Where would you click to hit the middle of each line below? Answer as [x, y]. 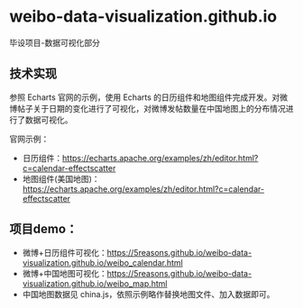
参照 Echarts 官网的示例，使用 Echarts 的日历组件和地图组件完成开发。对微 [149, 97]
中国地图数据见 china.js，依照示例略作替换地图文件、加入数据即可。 [148, 294]
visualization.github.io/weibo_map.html [95, 283]
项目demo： [44, 229]
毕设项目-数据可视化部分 [55, 42]
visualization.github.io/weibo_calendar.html [102, 262]
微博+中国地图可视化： [65, 273]
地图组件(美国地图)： [61, 178]
